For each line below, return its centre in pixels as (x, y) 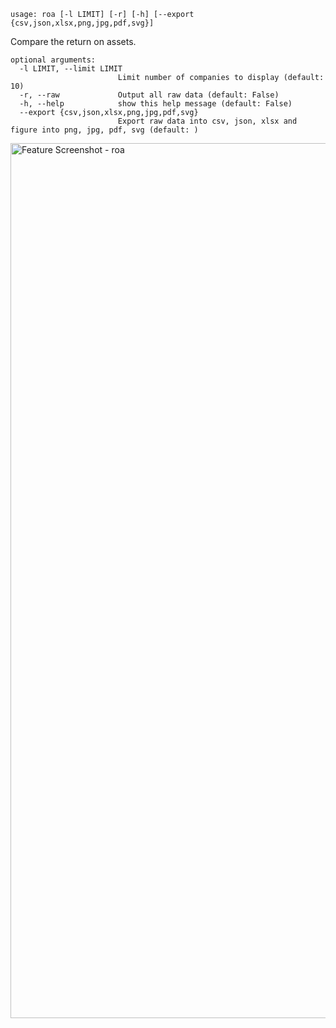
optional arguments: (53, 60)
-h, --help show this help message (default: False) (156, 104)
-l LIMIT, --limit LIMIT (71, 69)
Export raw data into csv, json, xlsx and (207, 121)
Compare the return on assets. (73, 41)
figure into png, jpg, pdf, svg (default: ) (104, 130)
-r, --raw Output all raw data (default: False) (149, 95)
